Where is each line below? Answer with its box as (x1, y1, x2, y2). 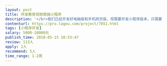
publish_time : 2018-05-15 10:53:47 (5, 35, 79, 40)
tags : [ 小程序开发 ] (5, 26, 42, 31)
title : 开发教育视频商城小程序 (5, 12, 62, 17)
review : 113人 (5, 40, 34, 45)
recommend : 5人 (5, 49, 36, 54)
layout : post (5, 7, 32, 12)
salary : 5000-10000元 (5, 30, 49, 35)
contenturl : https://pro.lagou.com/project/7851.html (5, 21, 119, 26)
